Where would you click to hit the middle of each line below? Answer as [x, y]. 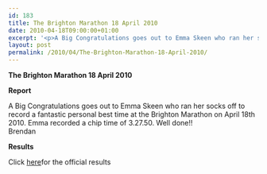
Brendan [22, 131]
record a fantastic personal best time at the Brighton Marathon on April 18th [132, 114]
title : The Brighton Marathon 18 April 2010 [83, 23]
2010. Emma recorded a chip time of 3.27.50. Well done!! [101, 123]
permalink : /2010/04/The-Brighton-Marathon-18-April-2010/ [108, 52]
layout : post [30, 45]
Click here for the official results [60, 162]
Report [20, 91]
